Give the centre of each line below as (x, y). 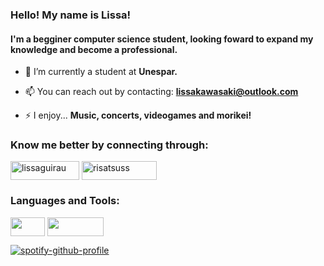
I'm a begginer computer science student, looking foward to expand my (162, 39)
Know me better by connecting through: (109, 145)
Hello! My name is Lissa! (71, 15)
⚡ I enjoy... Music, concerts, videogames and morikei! (138, 115)
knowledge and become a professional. (94, 49)
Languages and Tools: (65, 201)
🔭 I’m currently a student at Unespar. (101, 72)
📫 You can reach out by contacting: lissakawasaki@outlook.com (161, 92)
